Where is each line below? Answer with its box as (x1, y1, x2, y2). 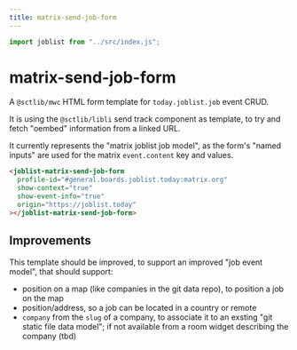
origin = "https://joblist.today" (17, 200, 137, 209)
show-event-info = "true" (17, 192, 105, 201)
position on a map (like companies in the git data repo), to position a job (21, 283, 285, 294)
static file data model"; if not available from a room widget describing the (21, 321, 289, 331)
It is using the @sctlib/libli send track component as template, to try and (9, 114, 281, 124)
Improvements (9, 233, 91, 249)
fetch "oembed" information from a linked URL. (9, 123, 181, 134)
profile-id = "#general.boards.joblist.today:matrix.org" (17, 175, 228, 185)
